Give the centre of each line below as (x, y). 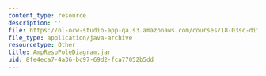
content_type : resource (47, 15)
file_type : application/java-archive (70, 38)
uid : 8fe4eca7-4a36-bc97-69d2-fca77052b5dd (81, 60)
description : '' (35, 23)
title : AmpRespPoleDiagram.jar (60, 52)
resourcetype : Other (42, 45)
